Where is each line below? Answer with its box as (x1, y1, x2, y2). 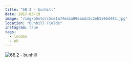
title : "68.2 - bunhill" (5, 7, 56, 12)
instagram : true (5, 25, 38, 30)
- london (9, 34, 27, 39)
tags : (5, 30, 16, 34)
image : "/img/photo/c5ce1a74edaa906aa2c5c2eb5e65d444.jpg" (5, 16, 128, 21)
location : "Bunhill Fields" (5, 20, 63, 26)
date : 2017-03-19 (5, 12, 41, 16)
